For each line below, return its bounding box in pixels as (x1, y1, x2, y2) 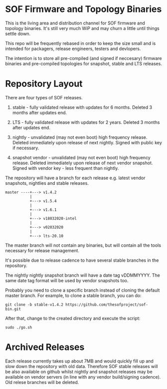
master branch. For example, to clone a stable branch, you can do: (5, 292, 142, 298)
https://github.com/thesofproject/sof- (65, 302, 149, 307)
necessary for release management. (5, 247, 80, 253)
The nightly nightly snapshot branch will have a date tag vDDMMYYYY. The (5, 272, 161, 278)
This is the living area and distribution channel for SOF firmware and (5, 20, 146, 26)
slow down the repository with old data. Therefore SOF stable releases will (5, 363, 158, 369)
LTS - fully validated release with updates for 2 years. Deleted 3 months (12, 119, 160, 125)
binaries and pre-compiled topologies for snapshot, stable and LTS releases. (5, 60, 162, 66)
